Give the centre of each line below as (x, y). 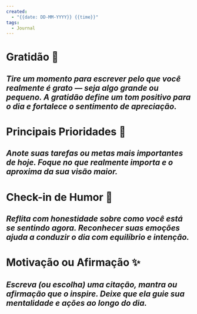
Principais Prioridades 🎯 (66, 132)
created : (17, 11)
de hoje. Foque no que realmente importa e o (90, 163)
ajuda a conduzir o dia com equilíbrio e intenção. (98, 237)
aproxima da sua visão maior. (62, 172)
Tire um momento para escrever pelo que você (94, 79)
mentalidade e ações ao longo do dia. (77, 303)
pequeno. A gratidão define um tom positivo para (98, 97)
